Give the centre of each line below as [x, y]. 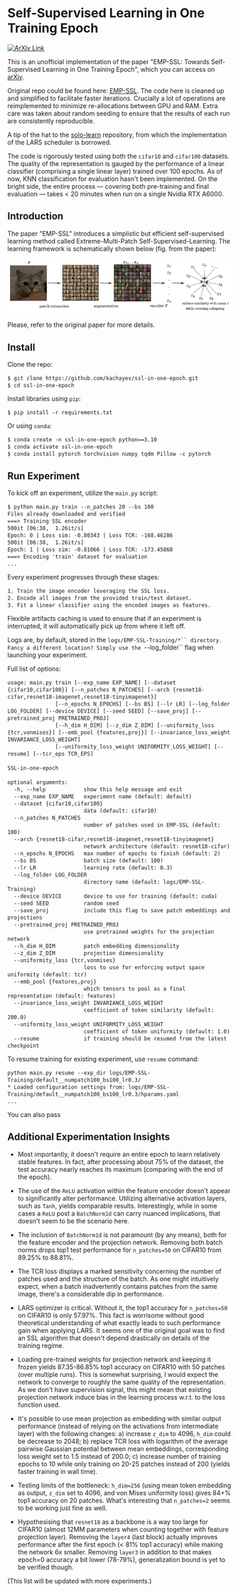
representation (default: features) [61, 996]
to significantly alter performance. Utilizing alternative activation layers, [122, 1198]
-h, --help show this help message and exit [98, 789]
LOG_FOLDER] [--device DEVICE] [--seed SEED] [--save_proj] [98, 711]
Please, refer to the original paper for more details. [81, 325]
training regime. [40, 1345]
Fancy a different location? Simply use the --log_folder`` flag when [111, 647]
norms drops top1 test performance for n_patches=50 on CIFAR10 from [119, 1250]
